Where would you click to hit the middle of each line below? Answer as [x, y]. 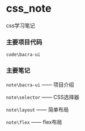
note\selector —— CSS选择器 [43, 97]
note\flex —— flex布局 [34, 122]
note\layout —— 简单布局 [38, 109]
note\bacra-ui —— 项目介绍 [40, 85]
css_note [29, 9]
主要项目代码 [24, 42]
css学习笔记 [21, 25]
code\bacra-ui [23, 55]
